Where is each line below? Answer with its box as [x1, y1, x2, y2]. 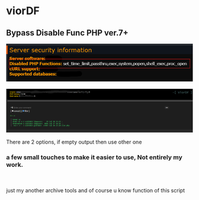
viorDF [6, 4, 40, 18]
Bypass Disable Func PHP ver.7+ [6, 28, 129, 38]
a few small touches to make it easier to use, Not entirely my [6, 153, 182, 162]
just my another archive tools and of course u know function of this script [6, 186, 185, 193]
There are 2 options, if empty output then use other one [6, 138, 142, 146]
